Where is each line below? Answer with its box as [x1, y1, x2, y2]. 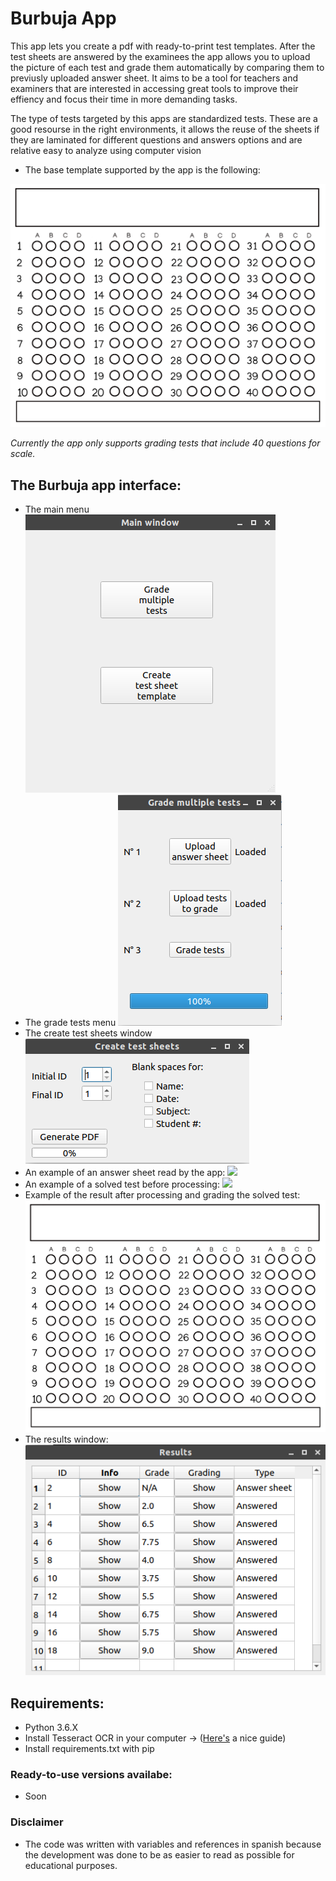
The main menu [24, 503, 90, 516]
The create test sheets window [24, 1027, 153, 1039]
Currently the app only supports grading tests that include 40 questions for [10, 437, 321, 449]
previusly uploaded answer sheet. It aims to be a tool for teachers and [10, 72, 299, 84]
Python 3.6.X [24, 1722, 79, 1734]
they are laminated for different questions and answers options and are [10, 133, 303, 146]
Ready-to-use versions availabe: [10, 1768, 173, 1782]
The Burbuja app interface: [10, 477, 182, 494]
